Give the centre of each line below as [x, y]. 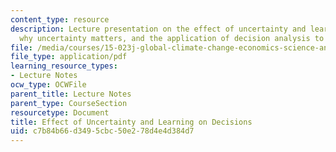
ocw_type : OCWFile [48, 85]
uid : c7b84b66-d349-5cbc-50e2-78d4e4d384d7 [102, 131]
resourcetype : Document [60, 112]
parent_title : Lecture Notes [71, 94]
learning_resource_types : [64, 66]
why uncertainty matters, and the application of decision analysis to [172, 38]
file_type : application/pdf [69, 57]
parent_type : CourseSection [69, 103]
